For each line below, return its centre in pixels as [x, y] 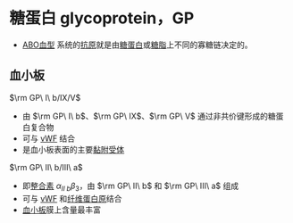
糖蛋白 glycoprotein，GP [102, 18]
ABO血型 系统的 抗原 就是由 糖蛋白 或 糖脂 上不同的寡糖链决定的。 [137, 45]
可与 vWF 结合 [49, 138]
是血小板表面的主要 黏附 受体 [73, 149]
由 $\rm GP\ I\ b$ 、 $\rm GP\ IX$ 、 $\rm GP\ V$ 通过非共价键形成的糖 [149, 116]
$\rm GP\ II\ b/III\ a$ [46, 167]
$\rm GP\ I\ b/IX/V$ [45, 97]
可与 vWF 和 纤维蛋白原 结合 [72, 198]
